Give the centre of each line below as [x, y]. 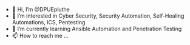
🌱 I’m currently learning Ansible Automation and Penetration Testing [97, 29]
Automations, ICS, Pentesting [49, 22]
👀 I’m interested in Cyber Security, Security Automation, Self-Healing [98, 16]
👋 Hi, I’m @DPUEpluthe [41, 9]
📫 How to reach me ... [40, 36]
